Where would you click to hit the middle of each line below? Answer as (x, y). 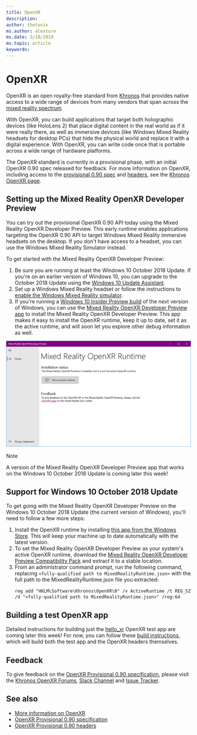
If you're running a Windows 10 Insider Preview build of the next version (101, 301)
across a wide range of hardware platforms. (59, 150)
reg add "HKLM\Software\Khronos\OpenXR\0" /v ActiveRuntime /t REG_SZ (103, 591)
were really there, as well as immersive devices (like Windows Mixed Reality (98, 132)
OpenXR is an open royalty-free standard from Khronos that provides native (98, 95)
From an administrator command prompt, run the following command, (98, 567)
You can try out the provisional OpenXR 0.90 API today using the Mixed (92, 222)
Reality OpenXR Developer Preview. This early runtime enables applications (97, 228)
